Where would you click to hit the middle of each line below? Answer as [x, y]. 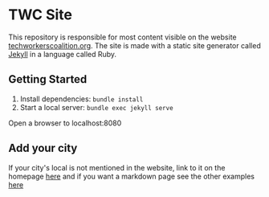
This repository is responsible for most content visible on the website [122, 37]
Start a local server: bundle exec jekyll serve [97, 107]
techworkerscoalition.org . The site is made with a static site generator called [134, 45]
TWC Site [40, 15]
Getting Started [48, 79]
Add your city [43, 148]
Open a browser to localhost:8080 [65, 123]
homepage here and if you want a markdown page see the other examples [132, 176]
